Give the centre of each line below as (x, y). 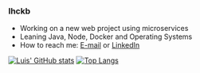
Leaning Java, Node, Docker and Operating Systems (106, 36)
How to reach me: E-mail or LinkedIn (80, 45)
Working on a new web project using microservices (104, 29)
